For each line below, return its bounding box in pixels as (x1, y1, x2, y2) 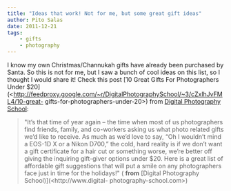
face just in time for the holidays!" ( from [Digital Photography (23, 169, 200, 177)
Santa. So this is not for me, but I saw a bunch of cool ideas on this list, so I (7, 68, 221, 76)
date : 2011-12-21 (7, 23, 57, 30)
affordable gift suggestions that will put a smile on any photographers (23, 162, 222, 170)
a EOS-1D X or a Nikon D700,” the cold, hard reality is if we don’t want (23, 140, 223, 148)
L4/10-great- (7, 98, 43, 105)
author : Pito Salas (7, 16, 63, 23)
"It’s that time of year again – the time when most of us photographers (23, 118, 223, 126)
